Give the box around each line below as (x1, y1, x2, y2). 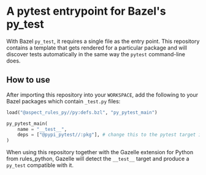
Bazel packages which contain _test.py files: (6, 97, 121, 105)
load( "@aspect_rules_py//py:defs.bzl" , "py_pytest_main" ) (6, 109, 158, 116)
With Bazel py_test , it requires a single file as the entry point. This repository (6, 37, 200, 45)
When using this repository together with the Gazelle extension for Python (6, 149, 194, 156)
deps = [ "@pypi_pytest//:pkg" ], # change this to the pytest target (17, 132, 196, 138)
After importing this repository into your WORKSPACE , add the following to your (6, 91, 198, 99)
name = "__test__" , (17, 126, 67, 132)
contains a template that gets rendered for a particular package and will (6, 44, 187, 51)
